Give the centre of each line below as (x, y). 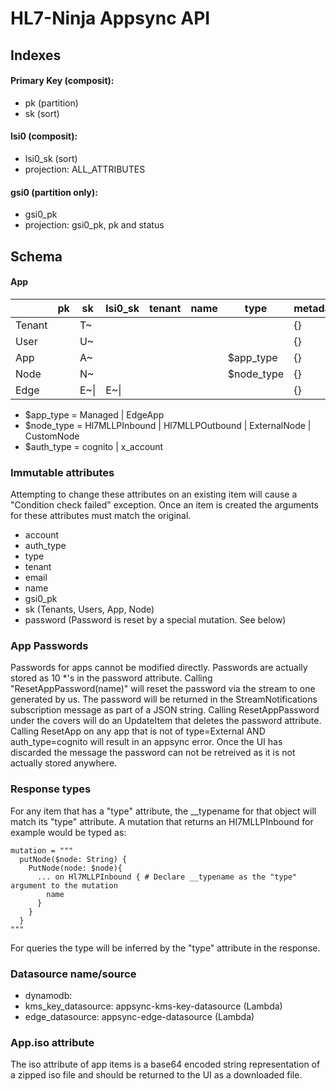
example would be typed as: (68, 832)
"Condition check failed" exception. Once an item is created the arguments (164, 505)
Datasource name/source (73, 974)
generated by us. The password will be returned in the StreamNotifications (164, 699)
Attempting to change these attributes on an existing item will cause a (154, 494)
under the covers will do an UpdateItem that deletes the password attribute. (166, 721)
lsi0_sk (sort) (51, 158)
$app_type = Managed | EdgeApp (94, 414)
